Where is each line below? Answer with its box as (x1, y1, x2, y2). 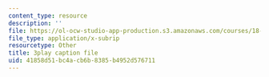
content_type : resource (8, 11, 88, 20)
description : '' (8, 19, 62, 27)
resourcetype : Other (8, 42, 78, 50)
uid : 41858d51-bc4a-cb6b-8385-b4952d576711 (8, 57, 156, 65)
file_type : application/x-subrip (8, 34, 120, 43)
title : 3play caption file (8, 49, 98, 57)
